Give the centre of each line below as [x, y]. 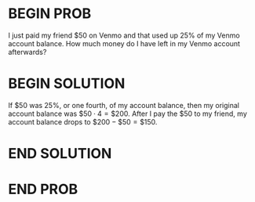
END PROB [43, 189]
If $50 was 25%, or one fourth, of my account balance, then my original [124, 105]
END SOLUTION [60, 154]
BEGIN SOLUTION [67, 84]
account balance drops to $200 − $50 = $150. [83, 121]
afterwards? [27, 52]
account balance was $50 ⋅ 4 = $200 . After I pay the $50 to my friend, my [127, 114]
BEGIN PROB [50, 14]
